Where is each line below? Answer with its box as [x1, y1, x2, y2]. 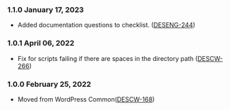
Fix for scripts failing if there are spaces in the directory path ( [17, 54, 198, 62]
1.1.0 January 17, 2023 [7, 5, 85, 15]
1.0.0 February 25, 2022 [7, 79, 92, 89]
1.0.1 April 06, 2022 [7, 39, 75, 48]
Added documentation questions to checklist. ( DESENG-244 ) [17, 21, 195, 29]
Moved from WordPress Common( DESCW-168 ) [17, 95, 155, 103]
